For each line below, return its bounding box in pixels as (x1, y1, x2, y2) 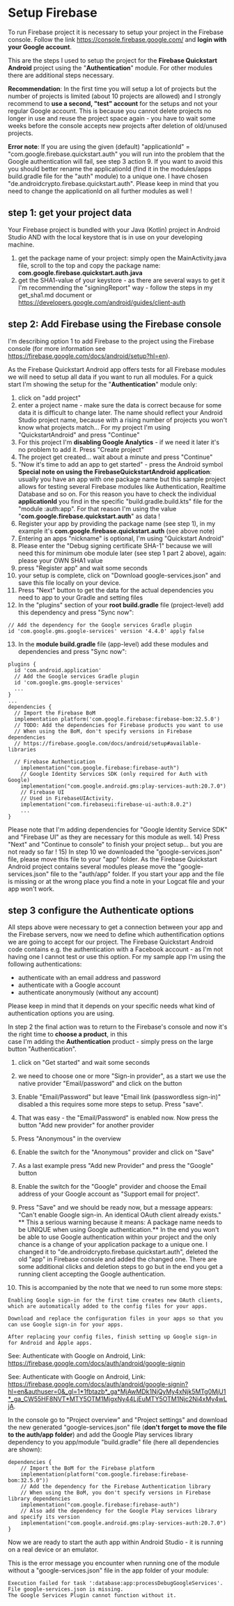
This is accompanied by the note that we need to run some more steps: (17, 1284, 223, 1292)
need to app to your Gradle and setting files (17, 593, 143, 602)
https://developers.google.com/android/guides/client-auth (17, 298, 186, 306)
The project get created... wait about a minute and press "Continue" (17, 453, 213, 461)
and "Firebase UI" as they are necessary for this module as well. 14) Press (8, 832, 220, 841)
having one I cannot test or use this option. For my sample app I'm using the (8, 953, 226, 961)
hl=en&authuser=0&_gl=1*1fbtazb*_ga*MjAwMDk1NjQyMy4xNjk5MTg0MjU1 (8, 1387, 226, 1396)
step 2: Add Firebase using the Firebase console (8, 318, 222, 330)
